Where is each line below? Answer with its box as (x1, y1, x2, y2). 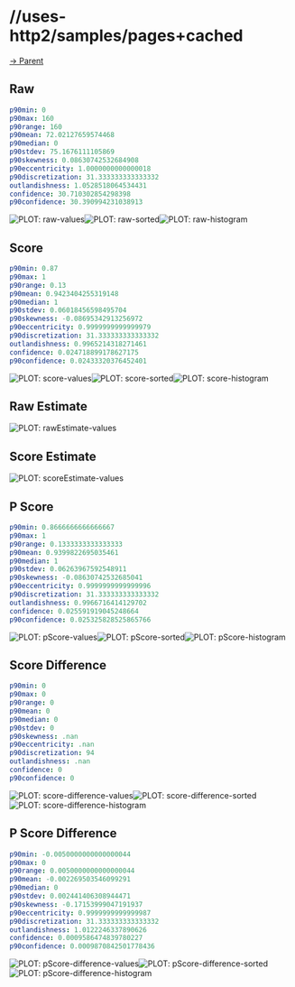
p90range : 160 (9, 122, 63, 132)
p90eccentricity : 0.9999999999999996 (9, 582, 152, 591)
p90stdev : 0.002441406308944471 (9, 891, 131, 900)
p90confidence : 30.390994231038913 (9, 198, 143, 207)
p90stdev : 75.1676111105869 (9, 147, 115, 157)
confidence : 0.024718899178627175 (9, 347, 140, 357)
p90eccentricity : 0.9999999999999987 (9, 909, 152, 918)
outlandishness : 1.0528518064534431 (9, 180, 147, 190)
